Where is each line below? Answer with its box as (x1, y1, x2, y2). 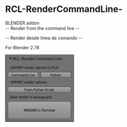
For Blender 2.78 (5, 44, 39, 50)
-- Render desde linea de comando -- (5, 35, 83, 41)
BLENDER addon (5, 20, 40, 26)
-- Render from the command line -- (5, 25, 80, 31)
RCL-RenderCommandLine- (5, 3, 123, 15)
